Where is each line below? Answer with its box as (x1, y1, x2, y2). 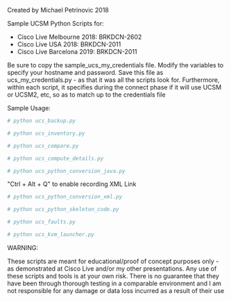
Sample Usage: (7, 104, 51, 112)
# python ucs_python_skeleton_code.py (7, 206, 119, 213)
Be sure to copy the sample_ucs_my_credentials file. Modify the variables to (7, 61, 224, 69)
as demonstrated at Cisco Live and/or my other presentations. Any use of (7, 264, 217, 273)
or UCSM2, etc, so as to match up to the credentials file (7, 90, 166, 99)
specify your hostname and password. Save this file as (7, 69, 164, 76)
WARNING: (7, 243, 39, 252)
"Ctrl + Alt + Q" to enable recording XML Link (7, 180, 137, 188)
